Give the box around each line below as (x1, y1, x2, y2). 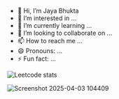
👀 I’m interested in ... (17, 14, 77, 22)
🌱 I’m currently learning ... (17, 22, 92, 29)
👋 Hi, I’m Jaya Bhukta (17, 7, 79, 15)
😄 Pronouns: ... (17, 47, 63, 55)
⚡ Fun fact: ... (17, 54, 56, 63)
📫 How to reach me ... (17, 37, 83, 45)
